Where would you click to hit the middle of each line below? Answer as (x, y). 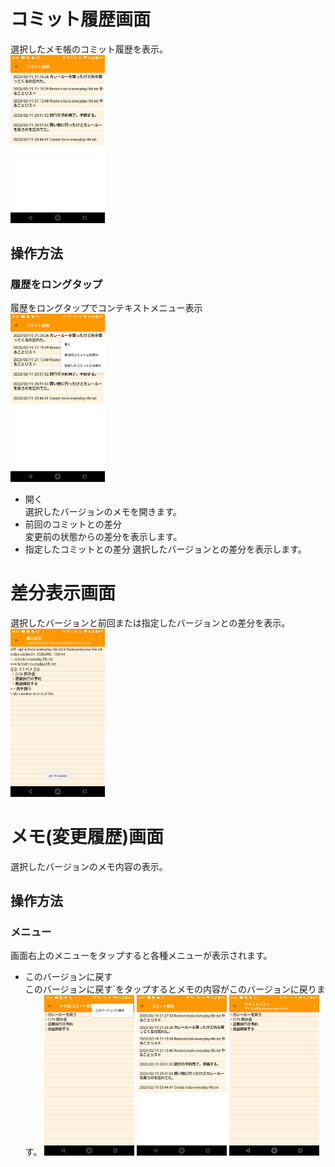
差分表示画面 (63, 593)
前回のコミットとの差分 (73, 524)
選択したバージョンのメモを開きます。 (103, 512)
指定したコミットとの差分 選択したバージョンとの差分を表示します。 (165, 549)
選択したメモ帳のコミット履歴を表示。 (89, 49)
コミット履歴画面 (81, 19)
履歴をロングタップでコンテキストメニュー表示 (106, 308)
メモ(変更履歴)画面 (87, 837)
